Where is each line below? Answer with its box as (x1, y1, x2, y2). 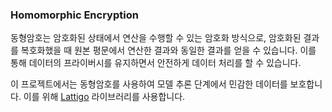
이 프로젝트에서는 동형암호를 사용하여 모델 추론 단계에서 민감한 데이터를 (10, 78, 288, 90)
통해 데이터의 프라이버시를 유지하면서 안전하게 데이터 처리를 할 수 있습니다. (10, 57, 302, 69)
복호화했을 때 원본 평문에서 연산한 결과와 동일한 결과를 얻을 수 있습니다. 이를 (20, 44, 317, 57)
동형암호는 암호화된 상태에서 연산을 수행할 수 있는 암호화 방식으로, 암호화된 (10, 32, 302, 44)
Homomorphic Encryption (10, 8, 139, 22)
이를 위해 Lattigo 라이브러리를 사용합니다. (23, 91, 186, 103)
